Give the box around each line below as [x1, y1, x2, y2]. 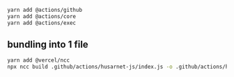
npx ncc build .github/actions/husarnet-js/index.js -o [7, 63, 173, 71]
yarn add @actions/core [7, 12, 77, 20]
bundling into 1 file [7, 39, 88, 51]
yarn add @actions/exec [7, 19, 77, 26]
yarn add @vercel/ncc [7, 57, 70, 64]
